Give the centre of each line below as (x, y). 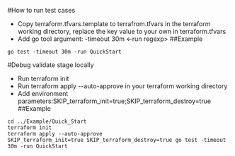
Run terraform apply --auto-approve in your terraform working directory (122, 86)
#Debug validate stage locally (51, 65)
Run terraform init (43, 78)
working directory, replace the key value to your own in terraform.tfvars (122, 31)
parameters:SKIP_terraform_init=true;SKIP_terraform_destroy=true (114, 101)
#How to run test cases (41, 10)
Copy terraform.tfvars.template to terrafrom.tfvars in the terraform (114, 24)
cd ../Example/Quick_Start (47, 121)
